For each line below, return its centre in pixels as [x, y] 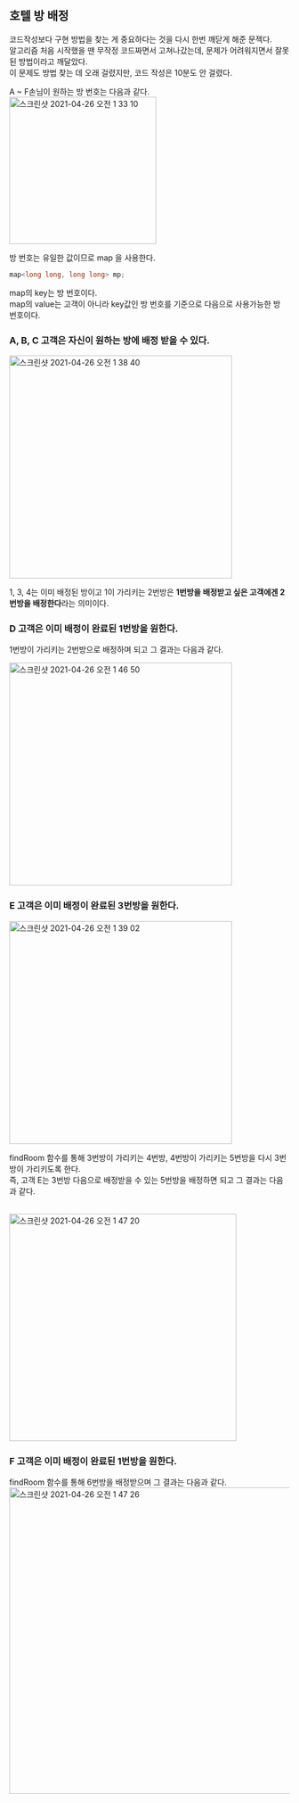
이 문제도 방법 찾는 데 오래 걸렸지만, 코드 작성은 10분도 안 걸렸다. [121, 72]
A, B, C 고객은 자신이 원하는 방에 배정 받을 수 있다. [110, 340]
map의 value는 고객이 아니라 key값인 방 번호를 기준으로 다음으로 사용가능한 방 [145, 304]
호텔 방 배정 [39, 16]
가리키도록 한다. [53, 1169]
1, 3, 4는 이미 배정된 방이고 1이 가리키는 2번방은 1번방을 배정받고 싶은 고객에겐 [144, 592]
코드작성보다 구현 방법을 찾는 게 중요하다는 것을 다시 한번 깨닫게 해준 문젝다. [141, 39]
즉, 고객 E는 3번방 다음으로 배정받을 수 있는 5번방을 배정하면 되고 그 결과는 [138, 1180]
